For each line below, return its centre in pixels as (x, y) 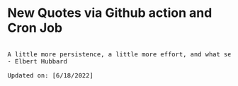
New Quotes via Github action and (110, 13)
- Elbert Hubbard (37, 61)
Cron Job (35, 28)
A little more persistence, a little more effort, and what (114, 54)
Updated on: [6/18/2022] (50, 75)
